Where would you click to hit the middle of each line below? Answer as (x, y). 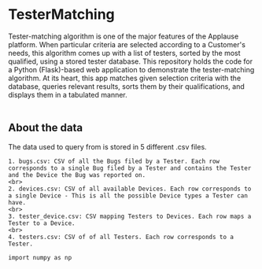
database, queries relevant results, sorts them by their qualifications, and (127, 86)
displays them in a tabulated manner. (68, 94)
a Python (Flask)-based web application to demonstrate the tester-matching (131, 69)
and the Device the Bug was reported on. (77, 175)
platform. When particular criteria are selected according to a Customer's (127, 44)
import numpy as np (40, 257)
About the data (46, 128)
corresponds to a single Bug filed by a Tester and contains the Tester (130, 168)
